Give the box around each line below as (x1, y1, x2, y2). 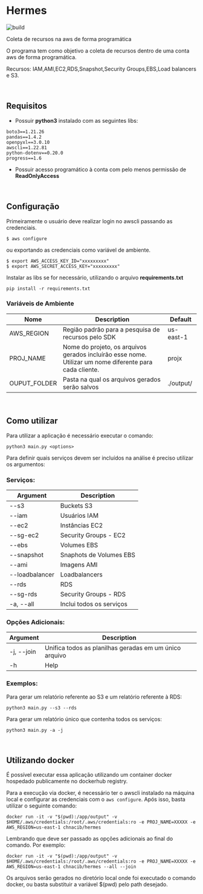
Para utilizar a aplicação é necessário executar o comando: (6, 432, 153, 439)
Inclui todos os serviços (60, 599, 128, 608)
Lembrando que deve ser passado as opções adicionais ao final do (6, 835, 173, 843)
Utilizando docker (6, 755, 74, 765)
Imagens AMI (60, 560, 98, 569)
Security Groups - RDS (60, 590, 126, 598)
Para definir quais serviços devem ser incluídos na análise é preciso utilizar (6, 454, 193, 462)
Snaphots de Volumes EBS (60, 550, 136, 559)
